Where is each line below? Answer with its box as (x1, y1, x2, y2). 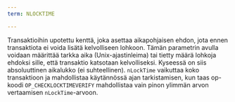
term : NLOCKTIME (7, 10, 55, 18)
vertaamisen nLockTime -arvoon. (7, 88, 99, 96)
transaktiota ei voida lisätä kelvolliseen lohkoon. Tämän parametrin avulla (7, 43, 219, 51)
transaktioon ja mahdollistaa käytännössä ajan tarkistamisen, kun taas (7, 73, 210, 82)
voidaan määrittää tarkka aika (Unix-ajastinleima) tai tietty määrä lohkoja (7, 51, 217, 59)
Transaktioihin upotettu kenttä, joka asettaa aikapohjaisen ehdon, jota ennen (7, 36, 229, 44)
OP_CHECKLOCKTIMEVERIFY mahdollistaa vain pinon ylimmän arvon (25, 80, 209, 89)
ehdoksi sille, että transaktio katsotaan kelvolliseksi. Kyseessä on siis (7, 58, 207, 67)
